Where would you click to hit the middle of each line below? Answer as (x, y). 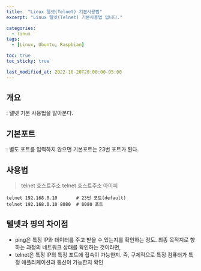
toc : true (19, 56)
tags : (13, 39)
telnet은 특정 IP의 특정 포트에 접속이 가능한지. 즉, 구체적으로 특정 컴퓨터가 (101, 254)
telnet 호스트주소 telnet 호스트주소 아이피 (69, 185)
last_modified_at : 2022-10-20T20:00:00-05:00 (64, 72)
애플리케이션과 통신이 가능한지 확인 (62, 262)
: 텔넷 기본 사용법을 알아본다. (40, 113)
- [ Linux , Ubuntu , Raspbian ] (48, 45)
